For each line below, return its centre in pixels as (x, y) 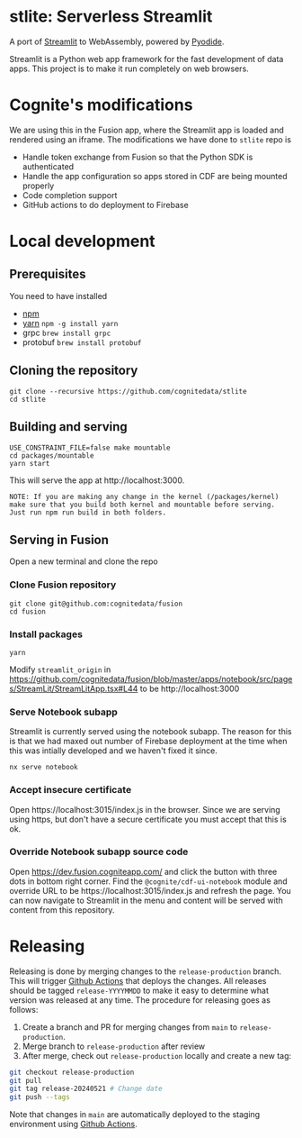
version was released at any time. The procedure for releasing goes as (140, 1000)
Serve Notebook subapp (64, 712)
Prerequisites (48, 274)
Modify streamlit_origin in (60, 669)
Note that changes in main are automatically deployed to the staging (135, 1115)
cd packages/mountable (52, 455)
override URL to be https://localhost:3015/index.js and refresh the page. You (151, 890)
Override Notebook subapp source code (99, 851)
